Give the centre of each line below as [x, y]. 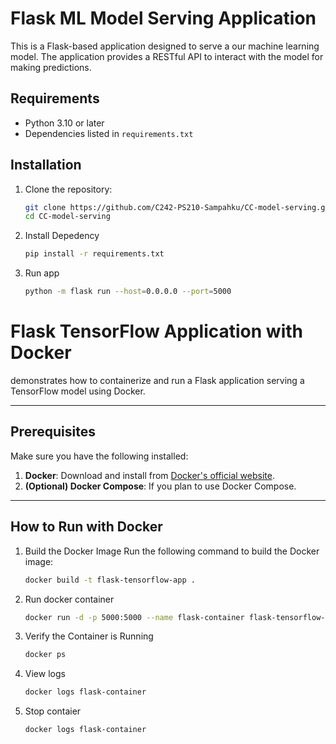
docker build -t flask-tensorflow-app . [110, 580]
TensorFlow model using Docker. [78, 391]
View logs [45, 674]
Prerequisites [53, 432]
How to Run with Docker [86, 527]
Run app [42, 273]
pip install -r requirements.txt [94, 254]
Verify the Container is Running [89, 636]
